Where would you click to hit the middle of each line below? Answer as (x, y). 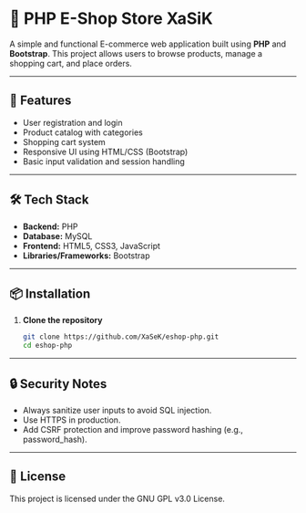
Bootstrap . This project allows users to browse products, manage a (136, 53)
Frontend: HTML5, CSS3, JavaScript (92, 246)
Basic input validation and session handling (103, 161)
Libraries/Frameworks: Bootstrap (86, 256)
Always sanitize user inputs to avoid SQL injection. (117, 410)
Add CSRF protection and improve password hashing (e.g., (133, 429)
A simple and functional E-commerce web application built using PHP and (148, 44)
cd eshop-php (47, 346)
